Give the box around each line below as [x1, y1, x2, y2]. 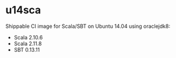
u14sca [5, 3, 41, 17]
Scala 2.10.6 [13, 34, 43, 41]
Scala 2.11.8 [13, 40, 42, 47]
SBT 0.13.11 [13, 46, 40, 53]
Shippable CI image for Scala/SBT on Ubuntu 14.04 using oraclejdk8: [5, 23, 170, 30]
